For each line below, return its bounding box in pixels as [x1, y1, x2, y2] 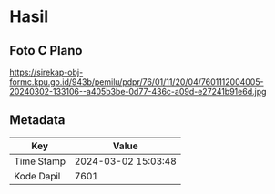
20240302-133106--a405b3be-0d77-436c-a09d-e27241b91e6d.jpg [9, 87, 267, 97]
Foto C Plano [9, 43, 83, 58]
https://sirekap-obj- [9, 66, 84, 77]
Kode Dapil [14, 169, 61, 182]
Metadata [9, 112, 66, 128]
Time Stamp [14, 155, 66, 168]
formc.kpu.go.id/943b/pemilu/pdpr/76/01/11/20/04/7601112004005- [9, 77, 264, 87]
